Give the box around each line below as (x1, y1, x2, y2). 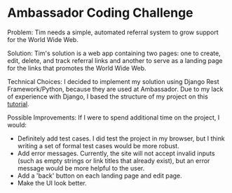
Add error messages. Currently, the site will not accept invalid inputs (17, 149, 215, 157)
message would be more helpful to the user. (17, 164, 145, 172)
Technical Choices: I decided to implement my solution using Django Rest (7, 77, 219, 85)
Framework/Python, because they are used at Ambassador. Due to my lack (7, 85, 224, 93)
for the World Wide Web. (7, 35, 79, 43)
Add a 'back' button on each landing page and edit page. (17, 171, 182, 180)
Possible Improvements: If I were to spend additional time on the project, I (7, 113, 220, 122)
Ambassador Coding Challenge (7, 5, 194, 21)
